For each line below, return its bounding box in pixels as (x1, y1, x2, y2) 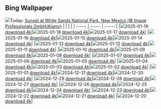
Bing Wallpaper (5, 4, 53, 12)
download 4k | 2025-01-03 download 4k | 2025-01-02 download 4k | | (5, 64, 151, 70)
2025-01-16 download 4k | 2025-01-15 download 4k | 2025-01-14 (5, 35, 143, 41)
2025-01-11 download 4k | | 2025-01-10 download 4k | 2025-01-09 (5, 46, 145, 52)
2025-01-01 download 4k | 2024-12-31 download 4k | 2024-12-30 (5, 69, 143, 75)
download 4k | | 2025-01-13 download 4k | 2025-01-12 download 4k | (5, 41, 149, 46)
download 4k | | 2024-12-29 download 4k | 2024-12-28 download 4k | (5, 75, 151, 81)
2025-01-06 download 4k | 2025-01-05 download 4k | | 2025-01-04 (5, 58, 148, 64)
